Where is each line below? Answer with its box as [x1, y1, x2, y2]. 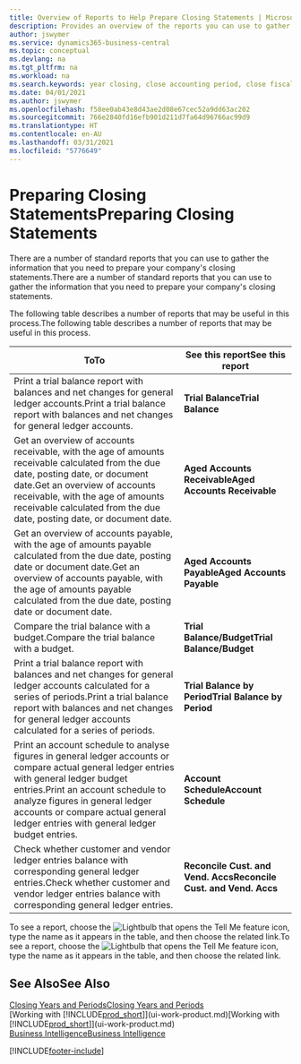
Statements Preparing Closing [9, 203, 235, 224]
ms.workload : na [9, 72, 70, 81]
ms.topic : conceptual [9, 47, 90, 56]
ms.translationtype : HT [9, 122, 99, 131]
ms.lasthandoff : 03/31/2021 [9, 138, 115, 147]
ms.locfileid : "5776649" [9, 146, 102, 155]
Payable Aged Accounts [183, 566, 287, 579]
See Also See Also [9, 975, 110, 991]
